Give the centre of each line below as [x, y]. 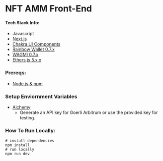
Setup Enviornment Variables [41, 96]
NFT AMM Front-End [48, 9]
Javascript [23, 34]
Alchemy [21, 107]
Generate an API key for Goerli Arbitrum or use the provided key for [89, 112]
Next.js [20, 39]
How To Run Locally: [30, 130]
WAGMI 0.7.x [25, 54]
